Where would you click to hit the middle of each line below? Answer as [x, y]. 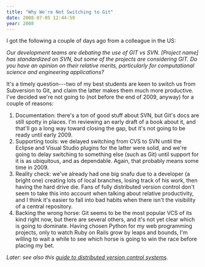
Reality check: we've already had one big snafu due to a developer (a [102, 174]
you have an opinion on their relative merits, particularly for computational [100, 66]
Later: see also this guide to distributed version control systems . [87, 257]
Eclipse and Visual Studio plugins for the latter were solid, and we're [101, 148]
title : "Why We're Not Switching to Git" [60, 12]
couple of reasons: [30, 103]
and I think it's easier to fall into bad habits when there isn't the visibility [105, 200]
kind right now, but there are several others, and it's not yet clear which [105, 220]
